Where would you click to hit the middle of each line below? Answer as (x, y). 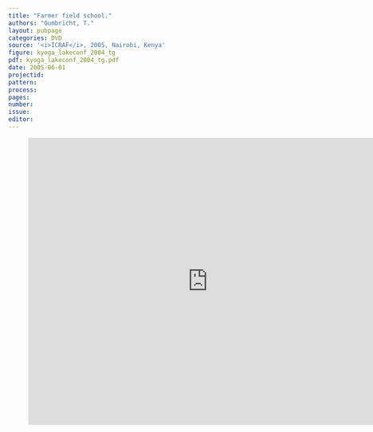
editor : (21, 120)
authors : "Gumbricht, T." (51, 23)
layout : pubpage (35, 30)
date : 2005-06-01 (37, 68)
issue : (19, 112)
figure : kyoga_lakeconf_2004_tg (62, 53)
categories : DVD (35, 38)
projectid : (26, 75)
